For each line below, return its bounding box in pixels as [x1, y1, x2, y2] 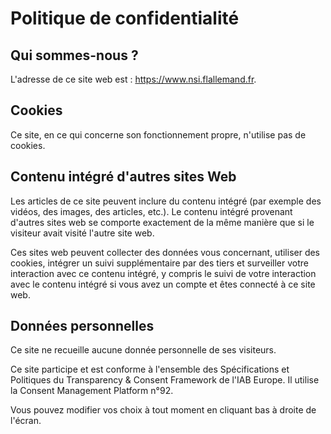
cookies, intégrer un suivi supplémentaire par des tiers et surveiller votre [10, 257, 309, 269]
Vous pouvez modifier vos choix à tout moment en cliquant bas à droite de [10, 404, 317, 416]
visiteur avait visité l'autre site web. [10, 227, 155, 239]
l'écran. [10, 415, 42, 427]
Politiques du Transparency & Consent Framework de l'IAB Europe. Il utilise [10, 374, 320, 386]
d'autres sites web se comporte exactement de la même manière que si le [10, 216, 315, 228]
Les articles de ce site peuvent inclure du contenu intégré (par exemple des [10, 195, 322, 207]
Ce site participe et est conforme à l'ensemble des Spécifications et [10, 363, 290, 376]
